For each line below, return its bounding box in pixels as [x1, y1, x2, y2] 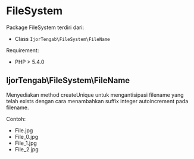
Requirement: [6, 46, 39, 54]
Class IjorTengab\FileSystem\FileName [14, 35, 110, 42]
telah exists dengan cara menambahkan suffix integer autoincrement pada [6, 97, 189, 104]
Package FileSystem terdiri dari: [6, 24, 85, 31]
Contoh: [6, 115, 26, 122]
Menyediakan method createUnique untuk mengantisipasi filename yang [6, 91, 184, 98]
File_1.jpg [14, 139, 37, 147]
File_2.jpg [14, 145, 39, 152]
